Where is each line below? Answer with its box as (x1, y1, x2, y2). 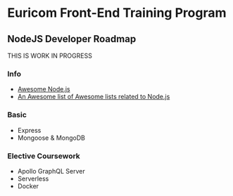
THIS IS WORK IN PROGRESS (7, 51, 93, 60)
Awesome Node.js (17, 85, 70, 93)
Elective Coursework (7, 151, 81, 161)
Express (17, 126, 42, 134)
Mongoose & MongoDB (17, 133, 86, 142)
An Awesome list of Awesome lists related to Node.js (17, 93, 170, 101)
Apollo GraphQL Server (17, 166, 86, 175)
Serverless (17, 174, 49, 183)
